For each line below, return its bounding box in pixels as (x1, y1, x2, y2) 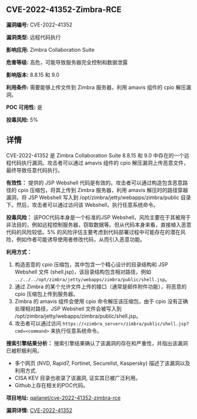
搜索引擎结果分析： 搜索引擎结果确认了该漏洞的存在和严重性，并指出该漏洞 (6, 339, 188, 347)
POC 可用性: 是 (6, 103, 43, 111)
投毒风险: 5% (6, 116, 38, 123)
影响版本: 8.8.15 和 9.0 (6, 71, 60, 78)
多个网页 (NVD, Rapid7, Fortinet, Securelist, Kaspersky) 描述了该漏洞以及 (14, 359, 191, 367)
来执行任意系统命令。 (50, 327, 102, 334)
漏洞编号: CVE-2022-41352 (6, 21, 72, 28)
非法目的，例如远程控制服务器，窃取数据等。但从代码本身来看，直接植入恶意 (6, 221, 192, 228)
